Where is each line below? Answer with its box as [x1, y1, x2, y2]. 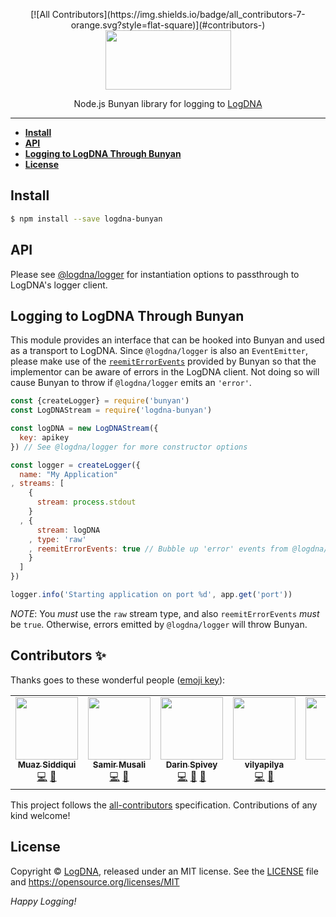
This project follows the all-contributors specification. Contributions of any [10, 799, 318, 811]
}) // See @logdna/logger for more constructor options [10, 442, 248, 452]
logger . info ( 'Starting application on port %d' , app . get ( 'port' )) [10, 590, 293, 600]
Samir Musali [92, 759, 147, 770]
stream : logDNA [36, 525, 101, 535]
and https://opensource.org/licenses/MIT [10, 875, 180, 888]
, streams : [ [10, 479, 65, 489]
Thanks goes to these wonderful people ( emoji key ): [10, 674, 226, 686]
